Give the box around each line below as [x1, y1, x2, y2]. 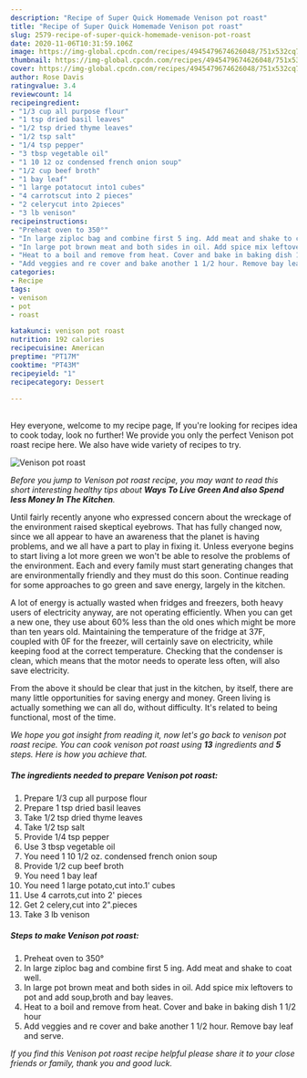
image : [10, 47, 36, 57]
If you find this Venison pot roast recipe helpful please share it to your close [10, 1048, 295, 1059]
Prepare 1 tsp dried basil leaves [23, 803, 141, 814]
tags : [10, 285, 31, 294]
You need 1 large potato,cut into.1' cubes [23, 880, 176, 891]
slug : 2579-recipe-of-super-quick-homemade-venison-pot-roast [10, 30, 251, 39]
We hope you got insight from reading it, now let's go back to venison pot [10, 730, 287, 741]
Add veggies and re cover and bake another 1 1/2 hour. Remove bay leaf [23, 1021, 294, 1031]
